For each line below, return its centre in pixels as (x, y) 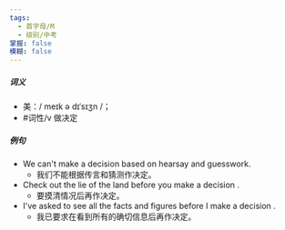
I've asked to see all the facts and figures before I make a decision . (149, 206)
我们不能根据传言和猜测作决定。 (96, 175)
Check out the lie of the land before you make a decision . (131, 185)
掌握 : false (31, 43)
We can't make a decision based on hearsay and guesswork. (137, 164)
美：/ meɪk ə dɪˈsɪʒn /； (66, 106)
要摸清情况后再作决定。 (80, 195)
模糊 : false (31, 52)
